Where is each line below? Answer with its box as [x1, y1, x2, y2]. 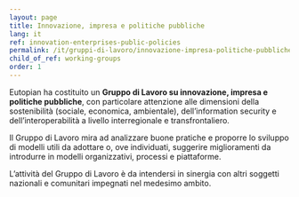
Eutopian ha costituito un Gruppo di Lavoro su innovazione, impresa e [9, 86, 269, 98]
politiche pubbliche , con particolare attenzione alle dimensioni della [9, 96, 260, 106]
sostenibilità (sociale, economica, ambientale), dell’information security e [9, 106, 278, 116]
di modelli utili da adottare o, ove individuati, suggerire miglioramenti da [9, 141, 271, 152]
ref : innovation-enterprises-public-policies [9, 37, 181, 47]
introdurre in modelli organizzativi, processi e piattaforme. [9, 151, 222, 162]
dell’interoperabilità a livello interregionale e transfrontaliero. [9, 114, 230, 125]
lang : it [9, 29, 42, 38]
